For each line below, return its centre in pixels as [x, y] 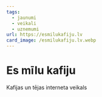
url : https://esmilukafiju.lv [45, 35]
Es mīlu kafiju [41, 70]
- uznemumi [25, 29]
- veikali [24, 23]
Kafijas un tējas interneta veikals [47, 87]
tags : [13, 12]
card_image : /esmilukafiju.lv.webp [51, 40]
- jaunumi [24, 18]
